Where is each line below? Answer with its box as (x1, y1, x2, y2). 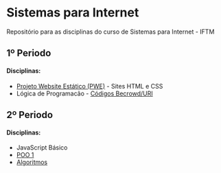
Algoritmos (16, 158, 48, 166)
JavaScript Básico (16, 143, 68, 152)
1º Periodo (6, 47, 51, 59)
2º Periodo (6, 108, 53, 121)
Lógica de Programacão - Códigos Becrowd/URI (16, 89, 154, 97)
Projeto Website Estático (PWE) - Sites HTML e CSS (16, 82, 163, 90)
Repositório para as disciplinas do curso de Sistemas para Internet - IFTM (6, 27, 215, 36)
